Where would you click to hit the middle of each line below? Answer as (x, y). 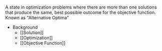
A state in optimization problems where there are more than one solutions (81, 7)
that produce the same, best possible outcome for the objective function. (81, 12)
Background (25, 27)
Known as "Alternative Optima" (37, 18)
